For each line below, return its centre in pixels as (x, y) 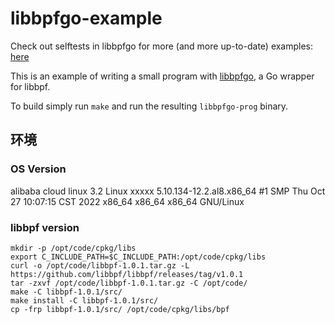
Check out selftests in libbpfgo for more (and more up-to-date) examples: (162, 46)
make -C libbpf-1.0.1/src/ (66, 292)
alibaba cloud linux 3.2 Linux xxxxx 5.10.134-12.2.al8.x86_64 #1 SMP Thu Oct (168, 191)
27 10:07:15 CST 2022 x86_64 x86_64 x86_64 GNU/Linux (127, 201)
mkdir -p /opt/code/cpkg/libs (73, 248)
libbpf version (45, 227)
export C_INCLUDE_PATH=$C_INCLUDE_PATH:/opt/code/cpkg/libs (138, 257)
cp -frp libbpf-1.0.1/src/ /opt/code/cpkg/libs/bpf (120, 309)
